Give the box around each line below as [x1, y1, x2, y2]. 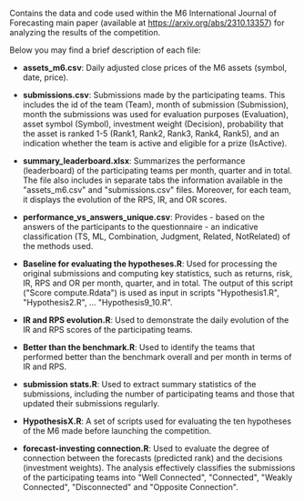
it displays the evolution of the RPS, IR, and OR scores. [22, 195, 228, 205]
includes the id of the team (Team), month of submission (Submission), [22, 99, 289, 110]
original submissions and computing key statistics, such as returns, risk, [22, 268, 293, 278]
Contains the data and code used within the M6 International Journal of [9, 8, 278, 18]
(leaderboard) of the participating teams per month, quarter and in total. [22, 165, 293, 175]
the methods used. [22, 241, 94, 251]
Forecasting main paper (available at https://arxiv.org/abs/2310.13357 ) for [9, 17, 285, 28]
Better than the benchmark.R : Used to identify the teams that [22, 342, 255, 353]
